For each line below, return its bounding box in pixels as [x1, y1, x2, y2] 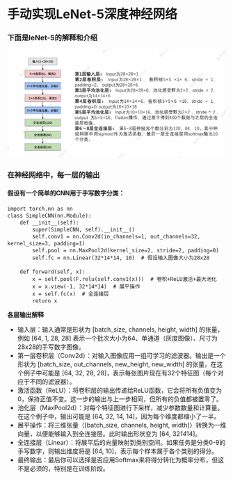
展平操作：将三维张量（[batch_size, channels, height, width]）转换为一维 [17, 421, 227, 430]
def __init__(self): [19, 220, 79, 227]
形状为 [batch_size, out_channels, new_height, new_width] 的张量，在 [17, 360, 217, 368]
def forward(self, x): [19, 268, 86, 275]
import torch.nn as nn [7, 206, 73, 213]
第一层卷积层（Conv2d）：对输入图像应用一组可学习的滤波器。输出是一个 [17, 352, 226, 360]
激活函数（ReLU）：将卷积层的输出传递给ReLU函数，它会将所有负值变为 [17, 387, 223, 395]
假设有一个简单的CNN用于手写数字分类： [7, 188, 125, 197]
